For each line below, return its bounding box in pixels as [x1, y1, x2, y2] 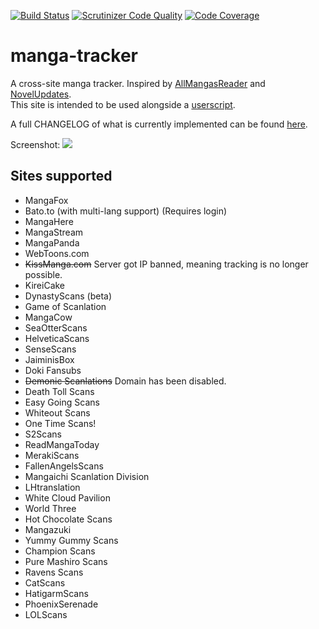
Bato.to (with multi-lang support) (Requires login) [24, 205, 228, 217]
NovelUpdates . [10, 88, 72, 100]
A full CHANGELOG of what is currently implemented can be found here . [10, 118, 308, 130]
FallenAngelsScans [24, 460, 104, 472]
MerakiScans [24, 449, 80, 461]
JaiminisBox [24, 353, 75, 365]
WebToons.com [24, 247, 90, 259]
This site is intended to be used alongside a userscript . [10, 98, 236, 110]
